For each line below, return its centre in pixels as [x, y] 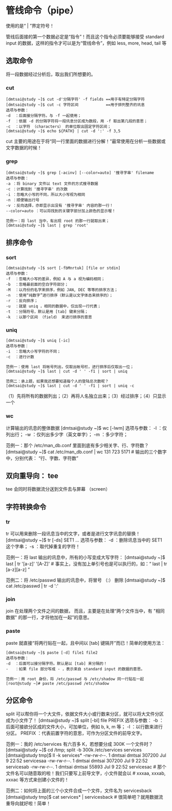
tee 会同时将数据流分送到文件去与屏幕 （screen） [58, 489]
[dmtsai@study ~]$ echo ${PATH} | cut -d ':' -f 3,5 [63, 131]
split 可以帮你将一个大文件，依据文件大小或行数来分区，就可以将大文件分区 [85, 713]
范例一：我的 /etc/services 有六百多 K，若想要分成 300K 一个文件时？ [79, 744]
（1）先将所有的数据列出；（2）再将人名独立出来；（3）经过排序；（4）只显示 [86, 396]
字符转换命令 [26, 507]
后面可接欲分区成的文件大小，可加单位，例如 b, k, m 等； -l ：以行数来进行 [84, 726]
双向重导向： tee [32, 476]
